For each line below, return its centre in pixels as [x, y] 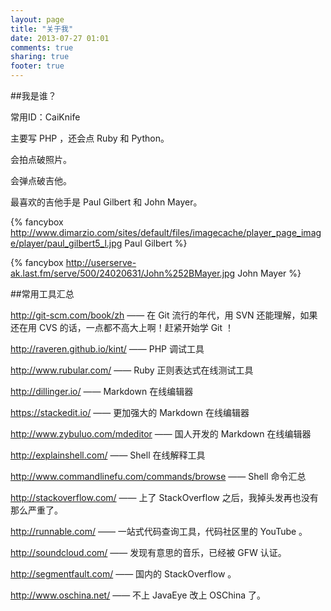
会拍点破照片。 [41, 159]
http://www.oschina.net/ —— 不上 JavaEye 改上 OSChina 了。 [138, 595]
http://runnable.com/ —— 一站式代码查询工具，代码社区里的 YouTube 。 [159, 531]
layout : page [37, 19]
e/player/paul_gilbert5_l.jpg [66, 243]
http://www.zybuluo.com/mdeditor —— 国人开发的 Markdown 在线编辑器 [161, 434]
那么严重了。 [36, 510]
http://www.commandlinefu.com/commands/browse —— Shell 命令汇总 [158, 476]
